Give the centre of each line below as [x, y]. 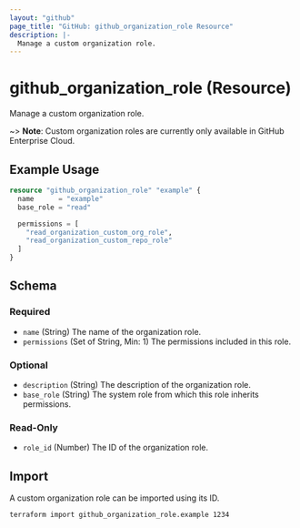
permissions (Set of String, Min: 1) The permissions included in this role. [157, 341]
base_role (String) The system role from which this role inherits [140, 394]
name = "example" [60, 198]
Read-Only [34, 427]
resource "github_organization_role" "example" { [105, 190]
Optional [29, 365]
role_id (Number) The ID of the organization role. [115, 448]
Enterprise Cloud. [42, 141]
